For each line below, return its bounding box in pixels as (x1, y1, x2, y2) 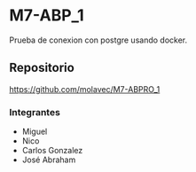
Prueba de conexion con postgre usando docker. (9, 35, 188, 45)
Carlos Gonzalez (21, 145, 83, 156)
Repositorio (9, 60, 75, 75)
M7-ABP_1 (9, 5, 84, 26)
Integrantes (9, 106, 60, 118)
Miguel (21, 126, 48, 137)
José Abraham (21, 154, 76, 165)
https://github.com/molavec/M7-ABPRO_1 (9, 83, 161, 94)
